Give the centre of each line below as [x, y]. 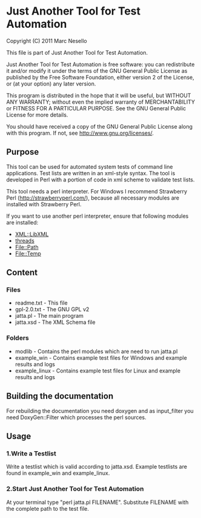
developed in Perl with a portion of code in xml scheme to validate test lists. [100, 180]
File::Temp [28, 254]
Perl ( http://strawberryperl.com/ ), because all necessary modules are [93, 198]
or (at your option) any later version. [51, 84]
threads [25, 240]
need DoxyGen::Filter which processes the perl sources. [76, 417]
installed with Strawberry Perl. [44, 204]
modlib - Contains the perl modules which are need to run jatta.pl [96, 351]
